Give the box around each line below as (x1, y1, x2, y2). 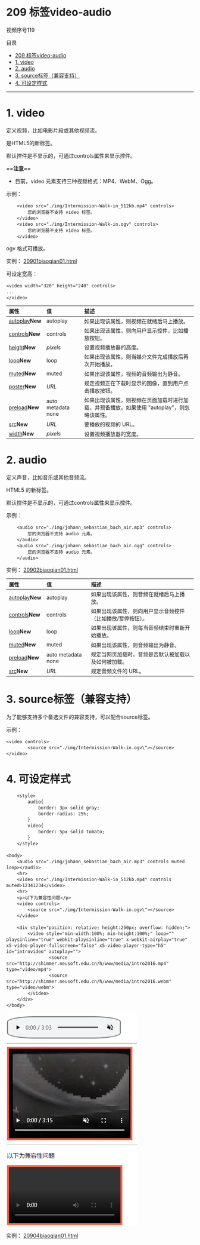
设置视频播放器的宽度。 (84, 430, 142, 437)
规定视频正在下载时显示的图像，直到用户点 (84, 379, 189, 387)
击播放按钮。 (84, 387, 116, 394)
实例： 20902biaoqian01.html (6, 566, 79, 574)
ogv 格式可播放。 (6, 244, 49, 252)
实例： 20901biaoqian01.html (6, 257, 77, 265)
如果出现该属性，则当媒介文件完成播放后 (84, 353, 183, 360)
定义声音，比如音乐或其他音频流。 (6, 474, 90, 481)
